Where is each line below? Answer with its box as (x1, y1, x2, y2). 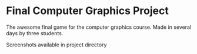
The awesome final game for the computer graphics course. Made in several (6, 23, 192, 31)
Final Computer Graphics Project (6, 4, 169, 18)
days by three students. (6, 29, 64, 36)
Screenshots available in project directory (6, 41, 107, 48)
